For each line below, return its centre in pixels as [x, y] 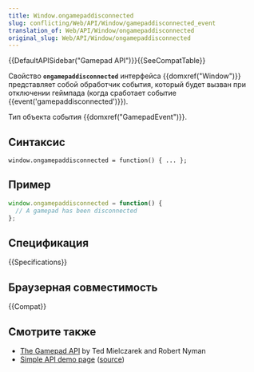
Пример [30, 185]
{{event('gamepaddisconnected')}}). [68, 101]
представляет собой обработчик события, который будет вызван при [127, 85]
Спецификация [49, 243]
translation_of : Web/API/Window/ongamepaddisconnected [101, 30]
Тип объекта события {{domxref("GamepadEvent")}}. [98, 117]
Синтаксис [37, 142]
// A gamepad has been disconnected [76, 211]
